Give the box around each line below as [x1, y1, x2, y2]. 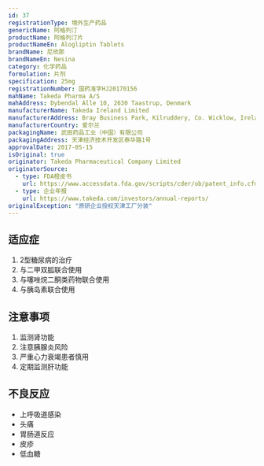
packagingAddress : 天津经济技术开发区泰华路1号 [8, 135, 152, 144]
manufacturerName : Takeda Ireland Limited [8, 107, 149, 115]
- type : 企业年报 [15, 187, 68, 195]
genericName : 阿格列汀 [8, 26, 78, 34]
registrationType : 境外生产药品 [8, 19, 108, 27]
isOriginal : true [8, 150, 65, 158]
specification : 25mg [8, 77, 76, 85]
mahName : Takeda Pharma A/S [8, 92, 101, 100]
